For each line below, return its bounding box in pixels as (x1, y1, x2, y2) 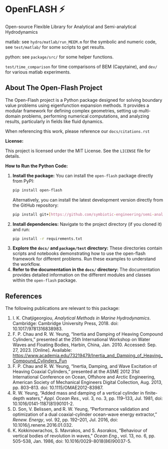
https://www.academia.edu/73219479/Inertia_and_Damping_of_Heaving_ (12, 353, 163, 359)
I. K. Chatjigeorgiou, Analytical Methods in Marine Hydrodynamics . (12, 315, 151, 321)
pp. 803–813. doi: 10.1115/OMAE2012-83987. (12, 384, 104, 391)
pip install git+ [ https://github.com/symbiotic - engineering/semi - (12, 212, 154, 217)
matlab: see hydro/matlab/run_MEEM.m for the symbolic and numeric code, (5, 38, 157, 45)
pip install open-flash (12, 187, 63, 193)
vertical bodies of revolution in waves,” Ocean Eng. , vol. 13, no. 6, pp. (12, 433, 155, 439)
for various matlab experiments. (5, 69, 71, 75)
